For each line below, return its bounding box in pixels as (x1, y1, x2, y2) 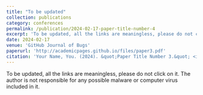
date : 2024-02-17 (6, 37, 50, 43)
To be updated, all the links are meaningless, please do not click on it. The (6, 70, 191, 77)
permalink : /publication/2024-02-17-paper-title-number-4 (6, 25, 155, 32)
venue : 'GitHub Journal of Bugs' (6, 43, 91, 49)
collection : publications (6, 14, 71, 20)
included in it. (6, 82, 40, 90)
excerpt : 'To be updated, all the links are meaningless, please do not (6, 31, 193, 37)
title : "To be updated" (6, 8, 66, 15)
